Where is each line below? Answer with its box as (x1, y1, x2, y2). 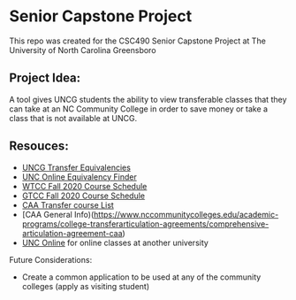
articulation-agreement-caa (21, 227, 123, 238)
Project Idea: (9, 71, 81, 86)
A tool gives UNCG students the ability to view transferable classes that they (9, 94, 287, 104)
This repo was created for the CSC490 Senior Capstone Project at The (9, 35, 267, 46)
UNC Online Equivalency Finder (21, 171, 137, 182)
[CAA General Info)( (21, 209, 95, 219)
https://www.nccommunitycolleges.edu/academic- (94, 209, 279, 219)
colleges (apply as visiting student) (21, 281, 150, 291)
